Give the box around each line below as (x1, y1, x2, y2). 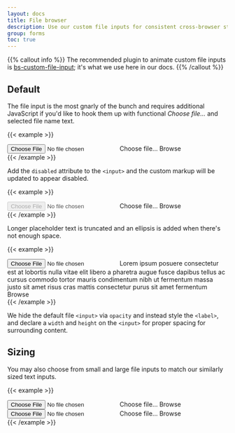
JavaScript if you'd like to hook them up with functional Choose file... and (7, 109, 218, 118)
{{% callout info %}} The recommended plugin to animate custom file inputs (7, 55, 226, 64)
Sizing (7, 346, 36, 358)
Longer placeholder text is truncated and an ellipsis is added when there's (7, 224, 221, 232)
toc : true (7, 36, 36, 43)
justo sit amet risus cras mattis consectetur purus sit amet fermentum (7, 282, 208, 291)
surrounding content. (7, 326, 69, 334)
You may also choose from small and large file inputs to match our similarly (7, 365, 224, 373)
